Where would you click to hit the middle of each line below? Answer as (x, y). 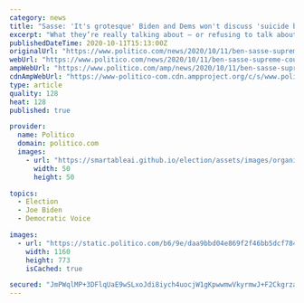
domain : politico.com (58, 144)
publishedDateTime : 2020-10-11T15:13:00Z (89, 43)
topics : (24, 194)
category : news (38, 18)
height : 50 (54, 177)
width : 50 (52, 168)
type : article (36, 85)
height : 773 (48, 260)
